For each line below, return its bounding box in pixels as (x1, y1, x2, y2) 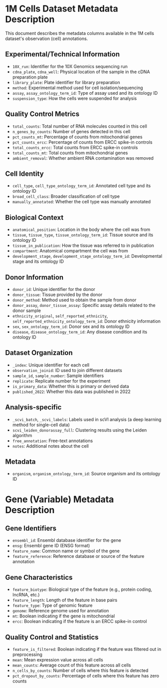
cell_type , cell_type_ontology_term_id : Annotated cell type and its (12, 183, 151, 189)
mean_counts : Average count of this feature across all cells (12, 662, 131, 668)
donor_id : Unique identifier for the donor (12, 286, 96, 292)
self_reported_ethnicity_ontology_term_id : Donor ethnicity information (12, 318, 161, 324)
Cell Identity (5, 169, 44, 178)
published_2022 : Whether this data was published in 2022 (12, 389, 131, 395)
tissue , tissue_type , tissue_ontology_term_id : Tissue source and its (12, 232, 154, 238)
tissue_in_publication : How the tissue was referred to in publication (12, 242, 155, 248)
